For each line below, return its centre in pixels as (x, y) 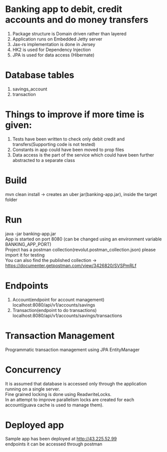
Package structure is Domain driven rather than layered (69, 33)
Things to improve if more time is (75, 115)
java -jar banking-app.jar (31, 233)
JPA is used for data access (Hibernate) (53, 55)
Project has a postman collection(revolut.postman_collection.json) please (80, 249)
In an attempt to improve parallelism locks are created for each (70, 399)
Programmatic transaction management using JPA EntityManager (72, 349)
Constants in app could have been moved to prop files (68, 149)
